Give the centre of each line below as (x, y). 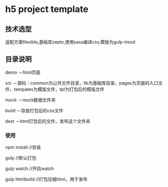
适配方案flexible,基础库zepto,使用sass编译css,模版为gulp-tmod (70, 42)
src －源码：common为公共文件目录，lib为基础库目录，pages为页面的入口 (82, 83)
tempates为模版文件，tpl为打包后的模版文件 (59, 89)
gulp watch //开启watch (30, 168)
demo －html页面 (23, 72)
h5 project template (47, 9)
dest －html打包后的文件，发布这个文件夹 (48, 121)
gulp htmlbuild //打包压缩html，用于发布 (46, 179)
